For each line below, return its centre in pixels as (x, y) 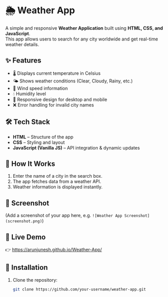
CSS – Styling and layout (39, 142)
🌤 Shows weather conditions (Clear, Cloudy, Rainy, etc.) (73, 81)
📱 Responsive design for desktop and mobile (60, 99)
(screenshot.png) (24, 221)
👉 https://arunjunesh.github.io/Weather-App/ (54, 250)
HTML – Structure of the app (43, 137)
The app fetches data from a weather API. (57, 182)
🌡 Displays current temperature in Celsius (57, 73)
